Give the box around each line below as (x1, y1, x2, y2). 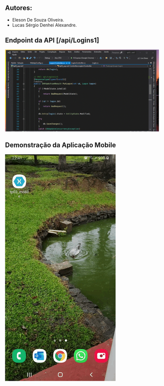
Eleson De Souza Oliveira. (12, 17, 64, 22)
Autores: (5, 4, 33, 12)
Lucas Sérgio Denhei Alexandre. (12, 22, 77, 28)
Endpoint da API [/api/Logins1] (5, 36, 100, 44)
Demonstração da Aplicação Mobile (5, 141, 116, 150)
